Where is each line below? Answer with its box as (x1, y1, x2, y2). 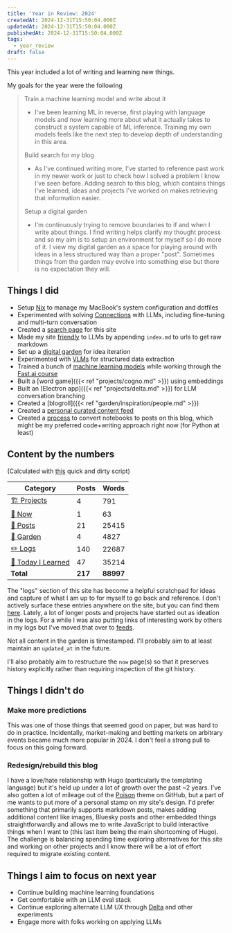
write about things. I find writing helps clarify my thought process (34, 228, 222, 236)
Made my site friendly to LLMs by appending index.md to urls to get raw (17, 332, 222, 341)
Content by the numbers (7, 448, 115, 461)
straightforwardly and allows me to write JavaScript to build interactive (7, 820, 209, 828)
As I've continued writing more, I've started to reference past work (34, 164, 224, 172)
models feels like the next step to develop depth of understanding (34, 130, 223, 139)
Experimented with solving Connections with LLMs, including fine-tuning (17, 310, 225, 319)
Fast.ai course (17, 369, 58, 377)
